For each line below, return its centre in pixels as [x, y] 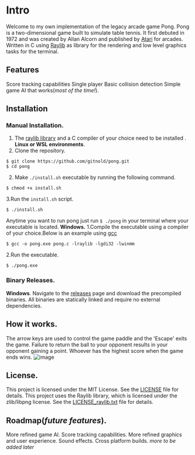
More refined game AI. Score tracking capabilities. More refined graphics [94, 434]
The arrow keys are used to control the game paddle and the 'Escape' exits [97, 338]
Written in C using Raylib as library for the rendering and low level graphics [96, 45]
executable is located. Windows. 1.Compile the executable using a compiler [97, 227]
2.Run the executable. [32, 255]
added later [20, 447]
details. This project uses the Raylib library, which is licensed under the [92, 396]
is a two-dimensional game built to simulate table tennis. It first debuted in [95, 32]
